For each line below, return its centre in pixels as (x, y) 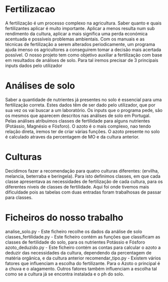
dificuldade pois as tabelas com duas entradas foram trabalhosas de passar (83, 192)
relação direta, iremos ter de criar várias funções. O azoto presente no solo (82, 131)
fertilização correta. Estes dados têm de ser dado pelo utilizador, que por (80, 105)
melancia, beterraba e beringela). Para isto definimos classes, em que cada (83, 176)
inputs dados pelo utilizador (34, 65)
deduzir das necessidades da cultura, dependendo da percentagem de (78, 252)
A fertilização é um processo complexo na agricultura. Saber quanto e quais (83, 23)
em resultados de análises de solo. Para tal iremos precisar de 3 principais (82, 60)
